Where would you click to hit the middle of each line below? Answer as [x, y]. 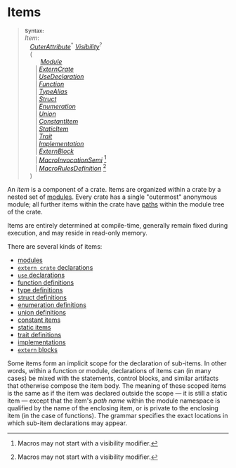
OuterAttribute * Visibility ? [66, 46]
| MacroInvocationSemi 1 [71, 159]
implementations [41, 342]
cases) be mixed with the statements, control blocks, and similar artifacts [113, 378]
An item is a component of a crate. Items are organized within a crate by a [114, 189]
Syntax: [34, 31]
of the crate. [25, 212]
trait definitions [39, 334]
